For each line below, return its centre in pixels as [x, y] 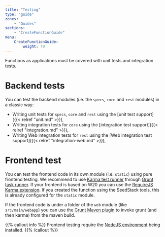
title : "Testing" [23, 10]
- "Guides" [25, 23]
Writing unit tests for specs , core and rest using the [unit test [74, 114]
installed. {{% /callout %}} [32, 230]
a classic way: [19, 105]
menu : [11, 38]
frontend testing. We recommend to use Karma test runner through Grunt [79, 179]
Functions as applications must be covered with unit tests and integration [79, 60]
